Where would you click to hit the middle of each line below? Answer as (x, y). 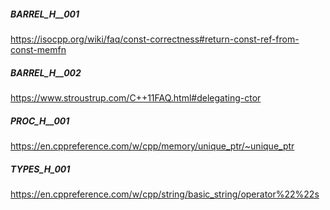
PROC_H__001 (40, 121)
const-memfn (38, 49)
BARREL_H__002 (46, 72)
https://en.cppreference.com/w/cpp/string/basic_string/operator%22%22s (165, 194)
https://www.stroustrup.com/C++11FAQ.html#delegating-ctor (136, 97)
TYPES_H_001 (40, 169)
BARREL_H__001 (45, 14)
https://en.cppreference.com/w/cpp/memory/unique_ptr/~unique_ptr (152, 146)
